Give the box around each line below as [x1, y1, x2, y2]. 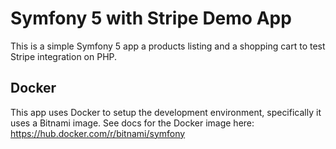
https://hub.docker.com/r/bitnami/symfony [10, 127, 186, 139]
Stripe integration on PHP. [10, 50, 118, 62]
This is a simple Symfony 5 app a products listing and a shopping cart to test [10, 40, 326, 52]
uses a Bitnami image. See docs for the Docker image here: [10, 117, 255, 129]
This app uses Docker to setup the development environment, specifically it [10, 106, 322, 118]
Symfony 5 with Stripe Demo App [10, 7, 292, 30]
